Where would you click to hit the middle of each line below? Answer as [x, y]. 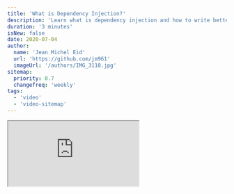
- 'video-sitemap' [40, 104]
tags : [15, 91]
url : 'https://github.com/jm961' [62, 59]
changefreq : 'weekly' [45, 85]
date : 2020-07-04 [32, 40]
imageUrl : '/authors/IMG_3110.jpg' [65, 65]
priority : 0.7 [34, 78]
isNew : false [26, 33]
